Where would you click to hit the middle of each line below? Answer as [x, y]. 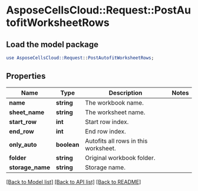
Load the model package [52, 44]
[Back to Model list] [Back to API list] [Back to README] [74, 182]
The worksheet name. [115, 112]
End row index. [105, 131]
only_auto [23, 145]
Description [126, 93]
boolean [67, 145]
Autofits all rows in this [116, 140]
